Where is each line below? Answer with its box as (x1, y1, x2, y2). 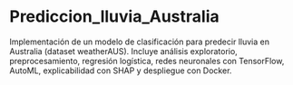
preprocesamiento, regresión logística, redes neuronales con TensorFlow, (9, 55, 285, 66)
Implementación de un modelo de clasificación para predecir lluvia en (9, 36, 270, 47)
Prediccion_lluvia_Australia (9, 6, 220, 27)
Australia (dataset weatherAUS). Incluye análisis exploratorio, (9, 45, 238, 56)
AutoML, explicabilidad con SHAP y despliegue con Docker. (9, 65, 232, 76)
